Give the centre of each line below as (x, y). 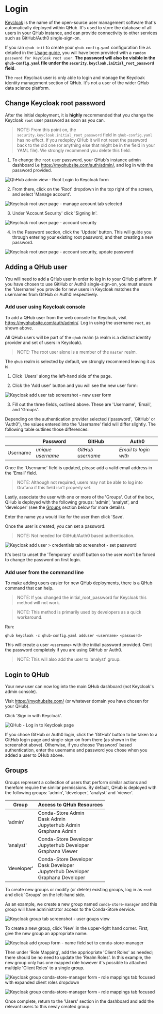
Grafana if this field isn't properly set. (54, 487)
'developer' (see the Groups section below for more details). (65, 507)
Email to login (135, 449)
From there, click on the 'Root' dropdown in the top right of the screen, (83, 189)
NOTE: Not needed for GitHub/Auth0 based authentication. (76, 536)
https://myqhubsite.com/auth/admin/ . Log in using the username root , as (78, 323)
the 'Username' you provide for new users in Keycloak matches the (72, 289)
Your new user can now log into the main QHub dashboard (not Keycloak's (80, 686)
